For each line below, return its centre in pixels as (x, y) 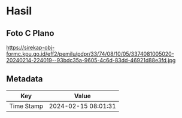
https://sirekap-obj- (31, 47)
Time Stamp (26, 106)
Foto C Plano (30, 33)
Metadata (25, 79)
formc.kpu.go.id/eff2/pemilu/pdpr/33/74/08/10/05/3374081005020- (90, 54)
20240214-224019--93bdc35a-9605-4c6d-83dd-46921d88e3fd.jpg (91, 60)
